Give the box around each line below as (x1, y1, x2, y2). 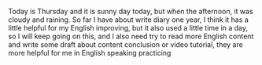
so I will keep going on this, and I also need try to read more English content (8, 31, 254, 41)
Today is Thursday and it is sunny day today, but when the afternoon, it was (8, 7, 253, 16)
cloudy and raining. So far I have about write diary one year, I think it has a (8, 15, 249, 24)
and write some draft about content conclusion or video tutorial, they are (8, 40, 244, 49)
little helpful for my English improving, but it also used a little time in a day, (8, 23, 249, 32)
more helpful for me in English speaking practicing (8, 49, 172, 57)
